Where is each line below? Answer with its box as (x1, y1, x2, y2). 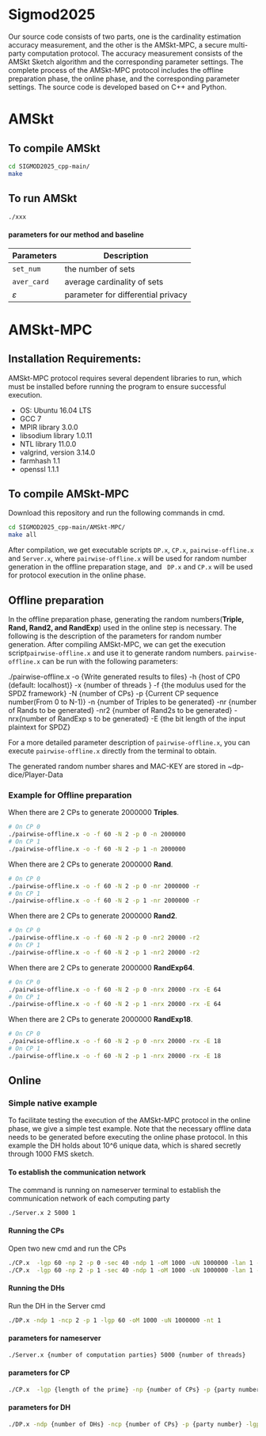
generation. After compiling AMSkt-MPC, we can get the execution (8, 639, 226, 649)
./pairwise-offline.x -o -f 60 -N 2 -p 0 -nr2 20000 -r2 (8, 934, 200, 942)
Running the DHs (8, 1283, 65, 1293)
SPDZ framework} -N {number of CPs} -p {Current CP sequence (8, 688, 219, 698)
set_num (12, 264, 41, 273)
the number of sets (64, 263, 135, 274)
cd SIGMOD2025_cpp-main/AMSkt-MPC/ (8, 524, 126, 531)
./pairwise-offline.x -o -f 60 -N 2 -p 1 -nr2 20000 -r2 (8, 948, 200, 956)
